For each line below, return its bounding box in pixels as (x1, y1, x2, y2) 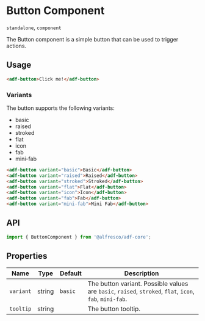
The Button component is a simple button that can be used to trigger (6, 35, 179, 43)
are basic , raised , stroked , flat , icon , (87, 287, 195, 295)
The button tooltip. (87, 305, 141, 313)
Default (60, 269, 82, 278)
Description (124, 269, 159, 278)
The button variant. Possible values (87, 279, 189, 287)
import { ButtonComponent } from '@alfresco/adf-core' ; (6, 234, 151, 240)
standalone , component (6, 24, 62, 31)
